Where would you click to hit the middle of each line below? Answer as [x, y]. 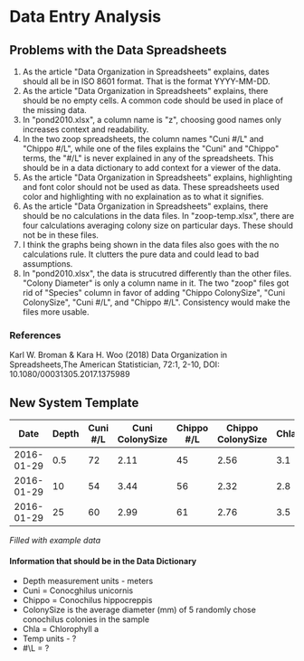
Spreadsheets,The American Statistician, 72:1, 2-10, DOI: [114, 364]
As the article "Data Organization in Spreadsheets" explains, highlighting [157, 177]
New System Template [74, 403]
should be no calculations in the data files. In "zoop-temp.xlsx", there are [158, 216]
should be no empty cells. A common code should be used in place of [152, 100]
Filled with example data [55, 541]
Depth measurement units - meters [88, 581]
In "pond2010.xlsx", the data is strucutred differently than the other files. [157, 274]
